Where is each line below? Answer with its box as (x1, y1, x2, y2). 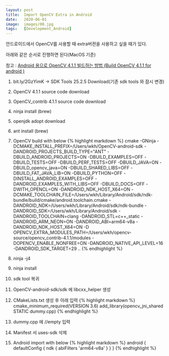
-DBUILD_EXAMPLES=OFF (88, 154, 144, 160)
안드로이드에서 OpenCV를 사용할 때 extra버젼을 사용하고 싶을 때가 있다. (6, 41, 147, 47)
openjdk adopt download (13, 118, 65, 124)
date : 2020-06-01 (6, 17, 47, 22)
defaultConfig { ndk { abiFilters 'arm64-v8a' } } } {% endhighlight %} (13, 345, 156, 351)
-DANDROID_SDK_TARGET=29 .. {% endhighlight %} (13, 245, 123, 252)
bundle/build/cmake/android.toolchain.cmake (13, 197, 108, 203)
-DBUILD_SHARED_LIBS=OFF (68, 165, 130, 171)
